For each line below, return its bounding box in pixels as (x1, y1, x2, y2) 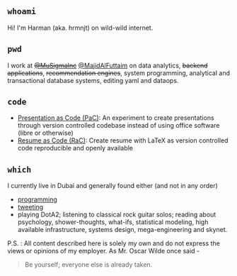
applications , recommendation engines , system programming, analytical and (7, 68, 231, 77)
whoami (7, 6, 37, 17)
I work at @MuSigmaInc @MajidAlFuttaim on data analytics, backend (7, 61, 208, 70)
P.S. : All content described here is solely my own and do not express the (7, 239, 221, 248)
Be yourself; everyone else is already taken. (24, 260, 153, 269)
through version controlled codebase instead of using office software (17, 121, 220, 130)
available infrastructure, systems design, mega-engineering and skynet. (17, 226, 228, 234)
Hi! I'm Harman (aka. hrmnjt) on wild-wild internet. (7, 23, 154, 32)
